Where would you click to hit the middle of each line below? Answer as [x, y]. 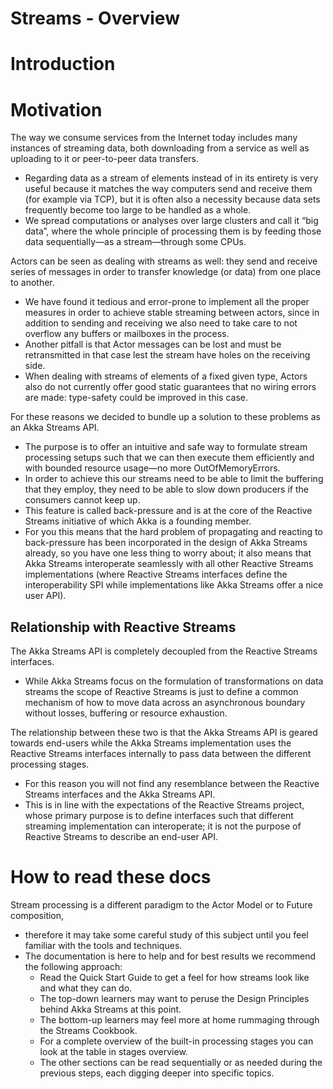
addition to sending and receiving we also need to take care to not [161, 323]
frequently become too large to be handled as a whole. [138, 210]
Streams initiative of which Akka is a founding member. [138, 521]
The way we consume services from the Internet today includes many [154, 138]
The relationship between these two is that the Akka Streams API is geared [164, 733]
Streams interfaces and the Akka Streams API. [120, 794]
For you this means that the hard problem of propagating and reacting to [173, 532]
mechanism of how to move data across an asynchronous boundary [165, 703]
